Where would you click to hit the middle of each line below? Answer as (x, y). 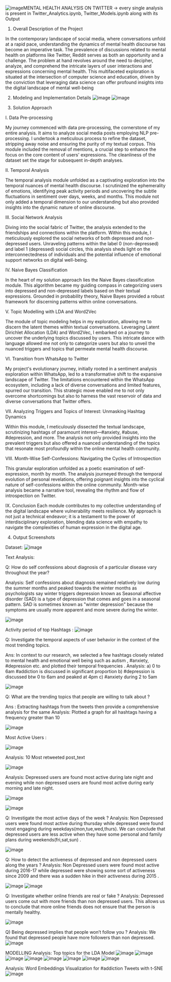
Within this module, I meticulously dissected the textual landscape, (75, 427)
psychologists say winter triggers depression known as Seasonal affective (83, 593)
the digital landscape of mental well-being (50, 88)
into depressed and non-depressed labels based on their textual (73, 291)
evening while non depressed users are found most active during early (80, 783)
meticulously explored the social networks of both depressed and (74, 238)
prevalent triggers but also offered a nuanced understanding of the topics (83, 443)
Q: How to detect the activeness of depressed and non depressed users (81, 860)
